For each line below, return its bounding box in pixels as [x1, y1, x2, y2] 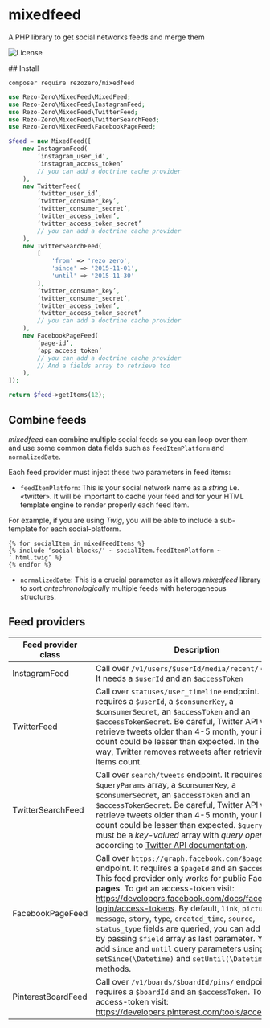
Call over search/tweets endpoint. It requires [95, 769, 263, 780]
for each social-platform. [39, 524, 121, 534]
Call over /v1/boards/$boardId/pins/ [95, 976, 235, 987]
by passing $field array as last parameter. [95, 932, 256, 944]
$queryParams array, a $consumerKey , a [95, 779, 237, 790]
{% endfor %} [8, 560, 52, 568]
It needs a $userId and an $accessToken [95, 673, 243, 684]
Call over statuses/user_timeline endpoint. [95, 686, 260, 697]
